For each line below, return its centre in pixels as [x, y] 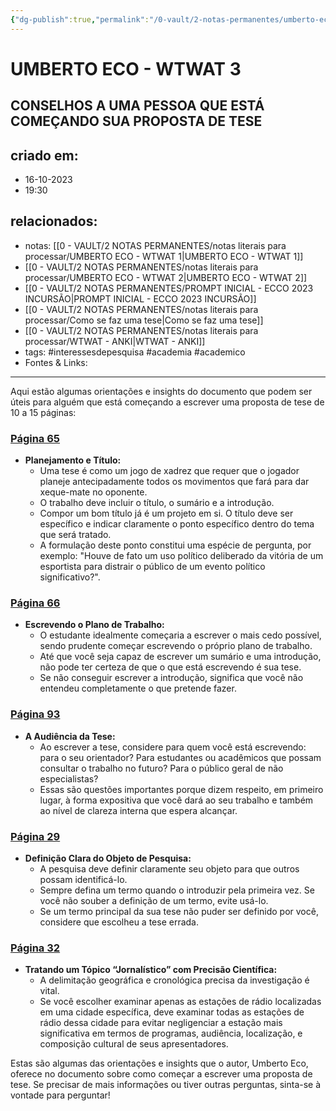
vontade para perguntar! [60, 1095]
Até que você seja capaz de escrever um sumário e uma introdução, [180, 657]
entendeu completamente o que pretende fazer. [138, 688]
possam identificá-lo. [83, 880]
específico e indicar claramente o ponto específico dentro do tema [177, 524]
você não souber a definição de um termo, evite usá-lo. [154, 901]
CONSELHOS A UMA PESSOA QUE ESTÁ [137, 106]
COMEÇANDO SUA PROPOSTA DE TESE [136, 121]
